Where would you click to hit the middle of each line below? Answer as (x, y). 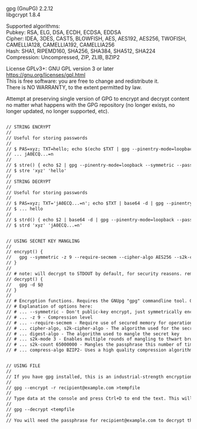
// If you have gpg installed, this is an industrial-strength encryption (99, 377)
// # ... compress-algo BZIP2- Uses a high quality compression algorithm (99, 350)
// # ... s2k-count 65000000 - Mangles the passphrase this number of (94, 345)
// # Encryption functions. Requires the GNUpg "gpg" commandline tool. (97, 301)
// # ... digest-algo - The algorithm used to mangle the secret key (93, 334)
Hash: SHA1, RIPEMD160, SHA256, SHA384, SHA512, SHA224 (81, 51)
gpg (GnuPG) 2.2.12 (30, 9)
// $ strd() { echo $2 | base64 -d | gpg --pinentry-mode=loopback (90, 219)
